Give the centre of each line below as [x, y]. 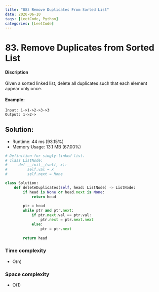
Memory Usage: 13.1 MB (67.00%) [47, 146]
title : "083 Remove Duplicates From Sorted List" [57, 10]
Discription [17, 73]
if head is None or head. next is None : [64, 192]
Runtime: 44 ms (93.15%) [38, 142]
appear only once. [24, 88]
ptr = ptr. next [56, 229]
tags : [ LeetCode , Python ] [32, 19]
